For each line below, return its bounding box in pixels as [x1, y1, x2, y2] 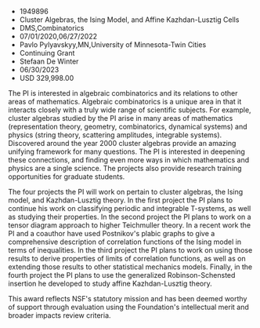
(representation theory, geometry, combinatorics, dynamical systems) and [8, 122, 247, 131]
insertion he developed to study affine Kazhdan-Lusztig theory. [8, 279, 213, 288]
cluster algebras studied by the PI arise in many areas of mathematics [8, 114, 233, 122]
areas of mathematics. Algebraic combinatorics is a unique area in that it [8, 97, 242, 106]
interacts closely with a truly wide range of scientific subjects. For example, [8, 105, 252, 115]
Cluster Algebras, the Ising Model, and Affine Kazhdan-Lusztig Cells [19, 15, 240, 24]
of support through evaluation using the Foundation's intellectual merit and [8, 302, 249, 312]
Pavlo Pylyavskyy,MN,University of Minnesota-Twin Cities [19, 40, 207, 49]
